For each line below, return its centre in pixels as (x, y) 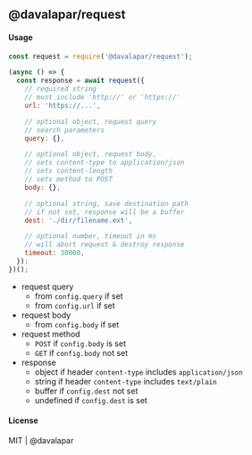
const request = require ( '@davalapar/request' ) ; (101, 56)
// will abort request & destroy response (105, 244)
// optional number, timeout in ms (91, 236)
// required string (61, 89)
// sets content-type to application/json (105, 163)
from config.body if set (77, 324)
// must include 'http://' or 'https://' (102, 97)
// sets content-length (69, 171)
